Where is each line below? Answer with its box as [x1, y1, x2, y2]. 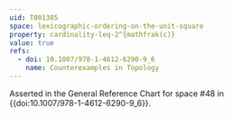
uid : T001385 [9, 13, 59, 22]
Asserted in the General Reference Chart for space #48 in [9, 87, 224, 99]
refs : [9, 47, 30, 56]
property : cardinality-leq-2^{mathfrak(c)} [9, 30, 176, 39]
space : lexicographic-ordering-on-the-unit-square [9, 22, 204, 31]
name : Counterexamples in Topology [25, 64, 160, 73]
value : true [9, 38, 54, 48]
